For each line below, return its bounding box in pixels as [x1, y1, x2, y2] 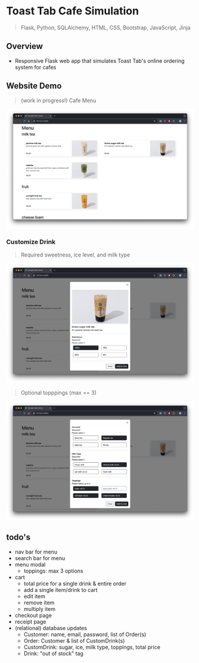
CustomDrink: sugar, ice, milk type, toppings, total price [23, 643, 161, 650]
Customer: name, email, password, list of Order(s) [23, 631, 147, 638]
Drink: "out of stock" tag [23, 650, 83, 657]
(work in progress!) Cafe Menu [20, 97, 97, 104]
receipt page [14, 618, 46, 625]
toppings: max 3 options [23, 567, 83, 575]
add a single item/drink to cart [23, 586, 98, 593]
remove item [23, 599, 55, 606]
